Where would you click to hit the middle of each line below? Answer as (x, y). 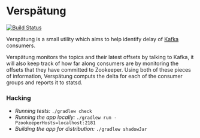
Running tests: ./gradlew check (53, 111)
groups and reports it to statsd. (44, 82)
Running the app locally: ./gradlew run (63, 117)
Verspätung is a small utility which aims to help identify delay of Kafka (93, 39)
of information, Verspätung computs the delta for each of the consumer (94, 76)
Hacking (19, 98)
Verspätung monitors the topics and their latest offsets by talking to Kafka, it (100, 57)
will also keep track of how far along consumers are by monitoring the (93, 63)
